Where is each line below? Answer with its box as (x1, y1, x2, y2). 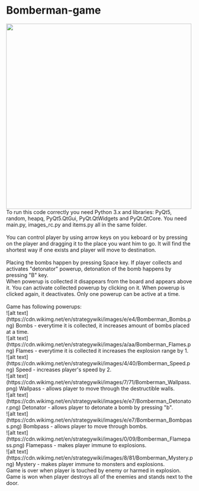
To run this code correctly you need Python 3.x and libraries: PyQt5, (6, 208, 172, 215)
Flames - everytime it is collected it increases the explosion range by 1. (15, 347, 188, 354)
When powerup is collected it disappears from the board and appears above (6, 278, 192, 285)
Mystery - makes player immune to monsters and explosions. (15, 460, 165, 467)
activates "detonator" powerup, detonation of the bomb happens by (6, 265, 172, 272)
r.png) (6, 404, 21, 411)
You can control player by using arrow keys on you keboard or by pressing (6, 234, 188, 241)
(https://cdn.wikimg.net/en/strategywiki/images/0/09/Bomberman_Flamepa (6, 435, 191, 442)
